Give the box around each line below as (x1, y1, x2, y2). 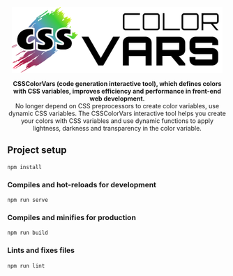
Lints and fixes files (7, 245, 75, 255)
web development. (89, 94, 145, 103)
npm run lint (7, 262, 45, 269)
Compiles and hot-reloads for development (7, 180, 157, 189)
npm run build (7, 229, 49, 237)
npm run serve (7, 196, 49, 204)
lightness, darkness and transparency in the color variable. (32, 124, 202, 132)
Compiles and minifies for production (7, 213, 136, 223)
